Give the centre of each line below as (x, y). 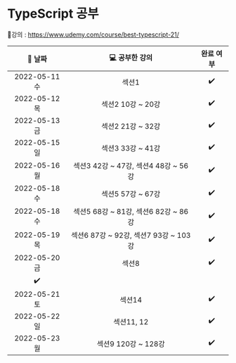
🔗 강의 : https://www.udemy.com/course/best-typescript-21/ (93, 34)
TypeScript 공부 (53, 14)
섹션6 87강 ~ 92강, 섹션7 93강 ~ (123, 235)
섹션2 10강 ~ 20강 (131, 104)
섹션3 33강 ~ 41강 (131, 148)
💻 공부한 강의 (131, 58)
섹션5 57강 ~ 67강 (131, 193)
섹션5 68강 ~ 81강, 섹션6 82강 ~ (125, 211)
